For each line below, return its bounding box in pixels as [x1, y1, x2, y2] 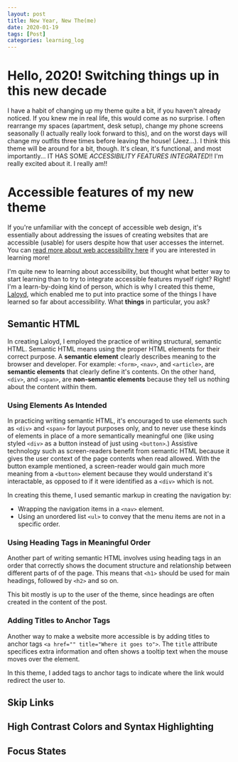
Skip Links [7, 696, 55, 709]
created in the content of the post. [7, 598, 108, 607]
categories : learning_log [7, 37, 84, 44]
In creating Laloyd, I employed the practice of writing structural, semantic [7, 336, 222, 346]
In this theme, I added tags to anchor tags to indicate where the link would [7, 668, 225, 677]
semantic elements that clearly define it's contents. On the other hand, [7, 367, 216, 376]
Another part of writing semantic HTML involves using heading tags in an [7, 554, 222, 562]
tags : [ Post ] [7, 30, 46, 38]
